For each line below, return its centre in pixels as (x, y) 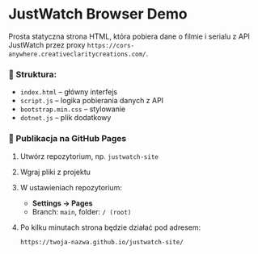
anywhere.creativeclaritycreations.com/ (78, 54)
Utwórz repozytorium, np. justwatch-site (89, 156)
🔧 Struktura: (33, 74)
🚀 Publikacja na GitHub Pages (68, 139)
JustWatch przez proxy (47, 44)
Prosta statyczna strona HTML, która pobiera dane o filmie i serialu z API (129, 36)
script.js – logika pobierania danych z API (92, 101)
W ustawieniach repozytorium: (71, 187)
